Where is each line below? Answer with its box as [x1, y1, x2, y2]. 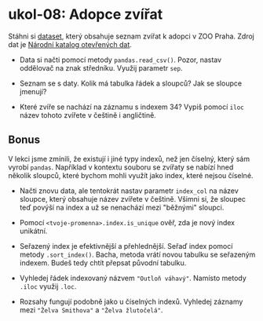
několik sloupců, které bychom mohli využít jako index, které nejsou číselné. [8, 170, 254, 180]
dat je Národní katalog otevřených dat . [8, 39, 132, 49]
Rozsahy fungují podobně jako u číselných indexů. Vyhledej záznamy [19, 297, 243, 306]
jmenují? [19, 86, 47, 96]
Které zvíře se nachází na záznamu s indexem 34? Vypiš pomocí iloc [19, 102, 245, 111]
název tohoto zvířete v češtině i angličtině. [19, 110, 157, 119]
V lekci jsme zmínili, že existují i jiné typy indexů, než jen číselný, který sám [8, 154, 250, 163]
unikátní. [19, 226, 48, 235]
